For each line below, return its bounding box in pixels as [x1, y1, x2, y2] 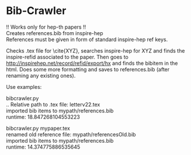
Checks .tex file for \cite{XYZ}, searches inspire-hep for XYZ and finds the [6, 47, 185, 54]
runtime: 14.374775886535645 [6, 143, 81, 150]
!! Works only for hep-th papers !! [6, 23, 86, 30]
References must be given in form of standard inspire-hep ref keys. [6, 36, 168, 43]
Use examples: [6, 83, 42, 90]
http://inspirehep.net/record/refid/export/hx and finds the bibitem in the [6, 60, 178, 67]
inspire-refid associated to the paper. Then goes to [6, 53, 129, 60]
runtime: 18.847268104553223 [6, 113, 81, 120]
